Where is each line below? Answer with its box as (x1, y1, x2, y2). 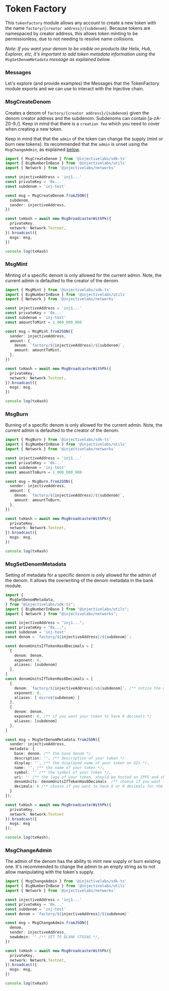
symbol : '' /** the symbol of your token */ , (14, 770, 112, 775)
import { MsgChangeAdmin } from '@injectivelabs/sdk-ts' (5, 879, 127, 884)
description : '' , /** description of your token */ (14, 756, 125, 761)
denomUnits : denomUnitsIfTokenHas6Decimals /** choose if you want (14, 779, 161, 784)
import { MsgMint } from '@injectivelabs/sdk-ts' (5, 287, 112, 293)
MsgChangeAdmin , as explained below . (5, 146, 80, 152)
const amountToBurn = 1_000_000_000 (5, 470, 82, 475)
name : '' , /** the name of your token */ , (14, 765, 105, 770)
